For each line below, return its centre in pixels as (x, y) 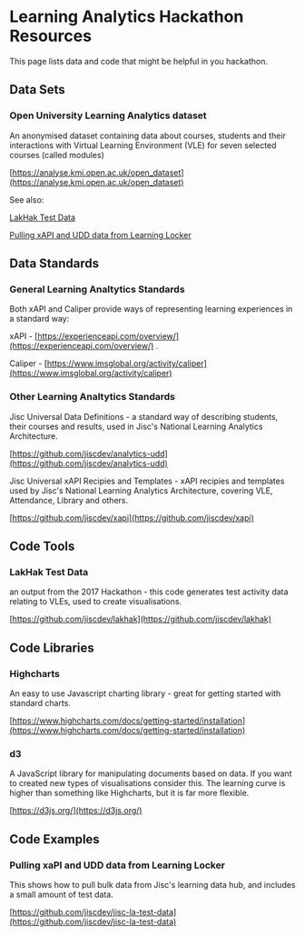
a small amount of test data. (61, 894)
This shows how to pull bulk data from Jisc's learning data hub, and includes (153, 884)
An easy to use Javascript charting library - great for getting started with (145, 693)
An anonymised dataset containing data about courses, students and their (148, 135)
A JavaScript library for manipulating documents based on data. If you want (151, 773)
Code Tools (42, 546)
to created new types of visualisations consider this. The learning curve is (148, 783)
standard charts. (40, 702)
